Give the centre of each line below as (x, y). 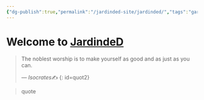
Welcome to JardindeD (65, 42)
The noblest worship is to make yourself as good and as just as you (105, 59)
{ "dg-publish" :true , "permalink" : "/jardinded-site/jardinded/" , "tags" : (97, 12)
